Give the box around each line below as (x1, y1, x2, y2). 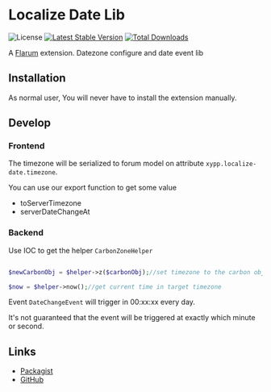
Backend (8, 227, 44, 239)
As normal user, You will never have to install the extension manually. (8, 93, 237, 102)
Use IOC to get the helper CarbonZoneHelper (8, 245, 153, 255)
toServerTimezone (19, 198, 82, 208)
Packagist (19, 366, 54, 376)
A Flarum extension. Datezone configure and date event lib (8, 48, 204, 57)
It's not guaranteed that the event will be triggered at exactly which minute (8, 313, 256, 323)
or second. (8, 321, 44, 332)
